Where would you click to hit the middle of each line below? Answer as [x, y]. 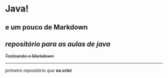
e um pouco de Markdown [46, 27]
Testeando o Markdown [29, 56]
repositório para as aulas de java [58, 44]
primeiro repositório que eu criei [38, 70]
